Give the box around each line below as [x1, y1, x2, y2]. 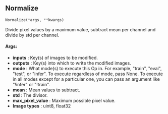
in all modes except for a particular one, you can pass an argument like [12, 76, 160, 82]
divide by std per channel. [5, 32, 60, 38]
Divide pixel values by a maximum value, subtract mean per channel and [5, 26, 156, 32]
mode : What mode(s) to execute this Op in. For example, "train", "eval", [12, 65, 162, 71]
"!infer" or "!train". [12, 81, 50, 87]
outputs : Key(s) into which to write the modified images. [12, 60, 131, 66]
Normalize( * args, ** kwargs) [5, 17, 65, 22]
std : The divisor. [12, 92, 48, 98]
